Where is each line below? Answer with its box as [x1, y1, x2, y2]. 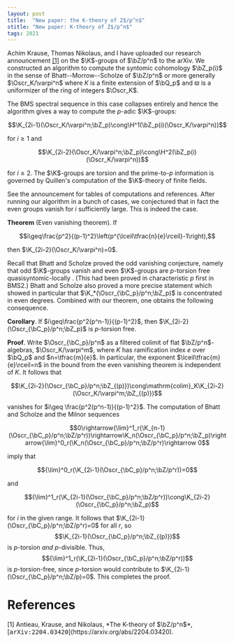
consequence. [7, 304, 49, 312]
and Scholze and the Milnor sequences [7, 410, 120, 419]
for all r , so [100, 521, 131, 530]
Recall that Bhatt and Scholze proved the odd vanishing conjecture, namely [7, 259, 224, 268]
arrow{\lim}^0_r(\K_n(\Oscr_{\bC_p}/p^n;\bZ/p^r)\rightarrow [24, 438, 197, 447]
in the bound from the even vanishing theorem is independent [43, 361, 221, 369]
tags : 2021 [7, 29, 39, 37]
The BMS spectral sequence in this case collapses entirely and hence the [7, 99, 219, 109]
